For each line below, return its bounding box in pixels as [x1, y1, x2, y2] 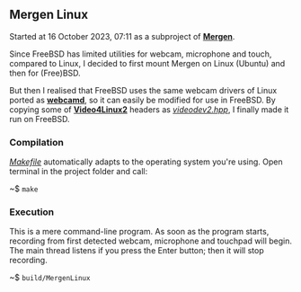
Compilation [9, 136, 65, 148]
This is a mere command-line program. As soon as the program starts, [9, 226, 270, 237]
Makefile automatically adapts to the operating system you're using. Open [9, 156, 283, 167]
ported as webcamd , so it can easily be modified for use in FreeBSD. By [9, 94, 276, 105]
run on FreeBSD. [9, 113, 70, 124]
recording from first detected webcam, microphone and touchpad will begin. [9, 235, 292, 246]
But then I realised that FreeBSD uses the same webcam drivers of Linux [9, 84, 278, 95]
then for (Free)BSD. [9, 67, 81, 78]
